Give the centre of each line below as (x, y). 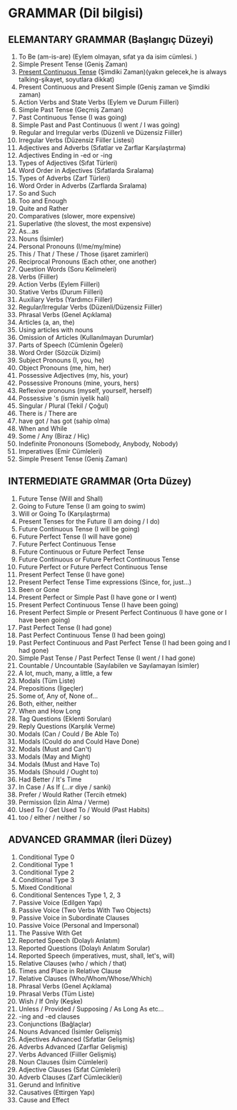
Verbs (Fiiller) (38, 277)
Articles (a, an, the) (46, 322)
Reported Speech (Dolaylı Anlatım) (69, 940)
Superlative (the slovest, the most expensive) (85, 224)
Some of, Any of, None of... (58, 696)
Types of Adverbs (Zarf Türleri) (64, 178)
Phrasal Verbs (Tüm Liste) (56, 994)
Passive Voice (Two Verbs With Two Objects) (85, 910)
